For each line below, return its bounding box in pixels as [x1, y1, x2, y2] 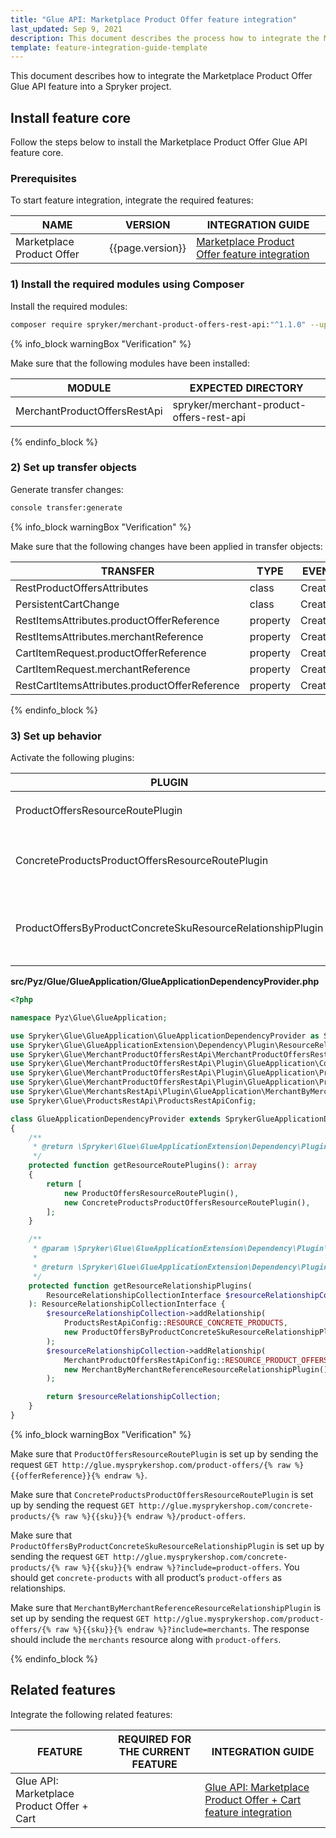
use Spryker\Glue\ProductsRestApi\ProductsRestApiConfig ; [10, 1096, 257, 1106]
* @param [32, 1244, 70, 1254]
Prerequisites [10, 171, 77, 185]
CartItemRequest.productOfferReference [15, 646, 207, 660]
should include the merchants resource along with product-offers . [10, 1633, 282, 1645]
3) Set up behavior [10, 729, 102, 743]
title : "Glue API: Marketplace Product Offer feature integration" [10, 14, 298, 25]
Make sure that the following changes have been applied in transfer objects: [10, 540, 323, 552]
